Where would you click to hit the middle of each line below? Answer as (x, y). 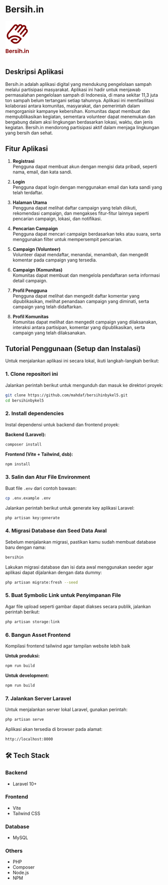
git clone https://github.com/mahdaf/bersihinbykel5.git (67, 395)
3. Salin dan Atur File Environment (48, 477)
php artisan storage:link (32, 622)
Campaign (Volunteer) (36, 249)
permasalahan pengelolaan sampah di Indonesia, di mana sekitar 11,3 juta (82, 95)
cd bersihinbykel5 (25, 400)
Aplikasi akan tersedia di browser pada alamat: (54, 729)
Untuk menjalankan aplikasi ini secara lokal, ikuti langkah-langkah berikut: (82, 361)
